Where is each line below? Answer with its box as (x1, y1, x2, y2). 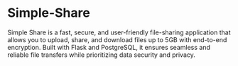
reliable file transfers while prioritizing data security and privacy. (7, 51, 195, 59)
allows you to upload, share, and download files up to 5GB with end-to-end (7, 35, 227, 44)
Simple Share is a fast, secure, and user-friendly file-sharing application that (7, 28, 231, 37)
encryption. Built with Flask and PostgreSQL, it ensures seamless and (7, 43, 211, 51)
